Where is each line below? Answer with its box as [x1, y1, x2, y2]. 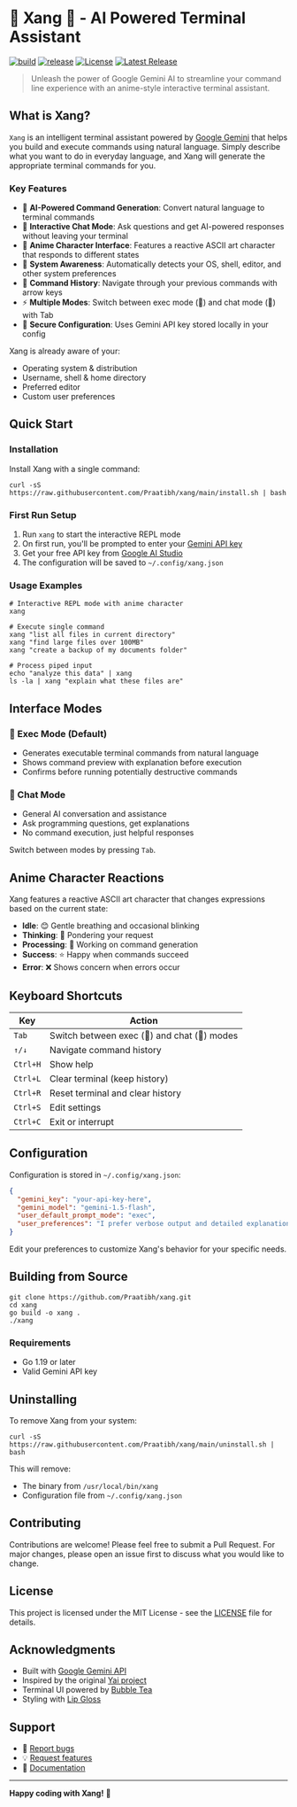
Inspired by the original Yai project [21, 1675, 148, 1686]
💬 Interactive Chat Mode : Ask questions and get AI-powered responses [21, 221, 285, 232]
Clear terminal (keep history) [49, 1072, 170, 1084]
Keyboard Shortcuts [9, 988, 123, 1004]
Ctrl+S [13, 1102, 42, 1113]
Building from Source [9, 1269, 128, 1284]
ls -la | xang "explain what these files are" [9, 677, 184, 686]
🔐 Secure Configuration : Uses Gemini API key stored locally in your [21, 319, 269, 330]
